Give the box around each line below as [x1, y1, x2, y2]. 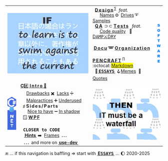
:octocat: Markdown [92, 63, 133, 69]
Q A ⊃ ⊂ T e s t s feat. [94, 23, 141, 29]
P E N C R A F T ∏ [92, 56, 125, 63]
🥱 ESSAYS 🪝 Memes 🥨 [94, 68, 141, 74]
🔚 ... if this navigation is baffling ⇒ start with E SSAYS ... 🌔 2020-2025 [5, 151, 150, 157]
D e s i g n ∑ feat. [94, 6, 128, 13]
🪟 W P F [22, 114, 40, 120]
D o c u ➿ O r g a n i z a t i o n [93, 45, 150, 51]
